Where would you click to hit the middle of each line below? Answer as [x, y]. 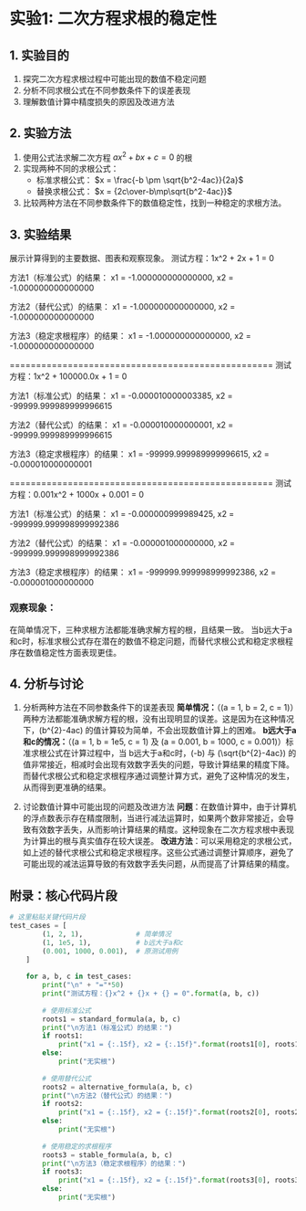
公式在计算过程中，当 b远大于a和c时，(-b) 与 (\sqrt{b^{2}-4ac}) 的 [172, 753]
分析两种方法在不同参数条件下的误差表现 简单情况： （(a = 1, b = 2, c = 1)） [158, 708]
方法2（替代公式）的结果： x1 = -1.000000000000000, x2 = [122, 307]
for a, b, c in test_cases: [79, 977]
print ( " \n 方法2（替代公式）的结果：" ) [107, 1095]
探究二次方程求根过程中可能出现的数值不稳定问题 [114, 79]
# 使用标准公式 [66, 1010]
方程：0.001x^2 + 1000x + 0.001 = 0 [76, 495]
